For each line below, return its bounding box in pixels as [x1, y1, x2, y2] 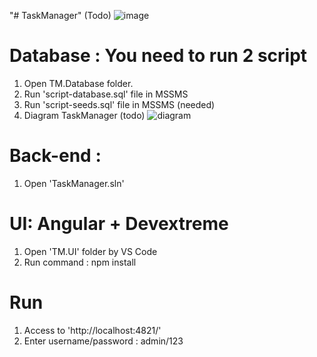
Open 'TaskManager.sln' [23, 177, 125, 189]
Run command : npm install [23, 256, 137, 268]
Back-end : [9, 145, 102, 167]
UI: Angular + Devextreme [9, 213, 229, 235]
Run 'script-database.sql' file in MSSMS [23, 88, 189, 100]
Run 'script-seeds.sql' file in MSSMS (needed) [23, 98, 216, 110]
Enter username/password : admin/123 [23, 335, 184, 347]
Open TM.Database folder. [23, 77, 134, 89]
